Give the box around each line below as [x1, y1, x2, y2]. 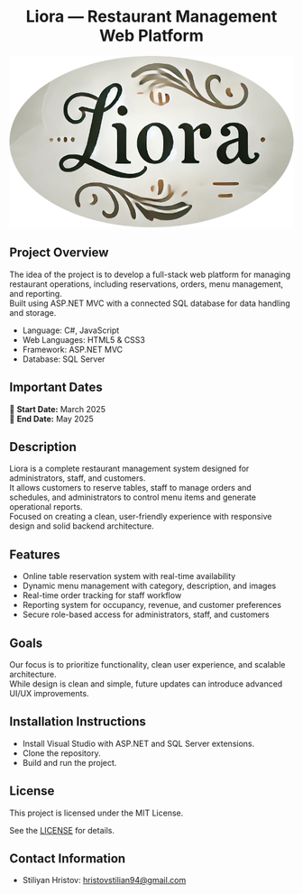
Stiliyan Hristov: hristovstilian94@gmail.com [22, 875, 187, 886]
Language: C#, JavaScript [22, 325, 120, 336]
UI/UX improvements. [9, 688, 89, 699]
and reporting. [9, 288, 63, 299]
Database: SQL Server [22, 354, 106, 364]
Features [9, 547, 60, 562]
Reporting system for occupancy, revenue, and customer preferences [22, 600, 282, 611]
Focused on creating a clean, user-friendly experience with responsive [9, 512, 272, 522]
